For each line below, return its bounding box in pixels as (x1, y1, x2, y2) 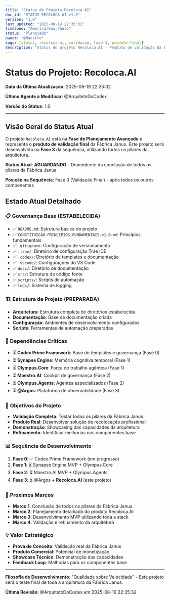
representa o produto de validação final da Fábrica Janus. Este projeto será (5, 141, 164, 147)
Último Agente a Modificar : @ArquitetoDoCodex (5, 93, 107, 99)
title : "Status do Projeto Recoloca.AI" (5, 7, 92, 13)
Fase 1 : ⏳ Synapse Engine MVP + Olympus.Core (12, 462, 113, 468)
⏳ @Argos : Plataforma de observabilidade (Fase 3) (12, 387, 120, 393)
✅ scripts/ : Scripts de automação (12, 276, 84, 283)
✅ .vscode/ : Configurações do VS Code (12, 260, 96, 266)
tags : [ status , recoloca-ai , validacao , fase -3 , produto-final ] (5, 40, 144, 45)
